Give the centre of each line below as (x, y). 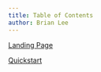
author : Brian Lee (38, 23)
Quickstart (25, 60)
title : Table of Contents (50, 15)
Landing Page (31, 45)
